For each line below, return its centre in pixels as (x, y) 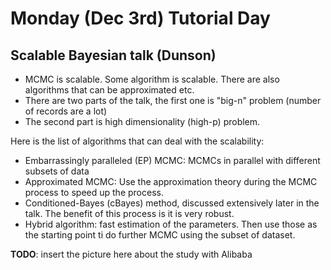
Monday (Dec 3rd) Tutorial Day (140, 18)
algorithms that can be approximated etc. (109, 90)
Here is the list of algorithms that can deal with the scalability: (137, 141)
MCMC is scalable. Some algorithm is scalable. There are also (152, 79)
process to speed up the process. (94, 192)
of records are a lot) (66, 111)
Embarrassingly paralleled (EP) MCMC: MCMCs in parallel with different (172, 160)
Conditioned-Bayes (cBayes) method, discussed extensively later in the (172, 203)
